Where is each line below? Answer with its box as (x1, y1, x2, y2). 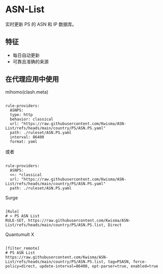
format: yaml (10, 139, 38, 144)
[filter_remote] (5, 245, 40, 251)
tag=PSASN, (107, 259, 131, 264)
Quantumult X (5, 231, 35, 237)
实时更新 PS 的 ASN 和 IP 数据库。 (5, 21, 77, 27)
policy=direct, (5, 263, 38, 269)
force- (132, 259, 147, 264)
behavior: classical (10, 117, 53, 122)
